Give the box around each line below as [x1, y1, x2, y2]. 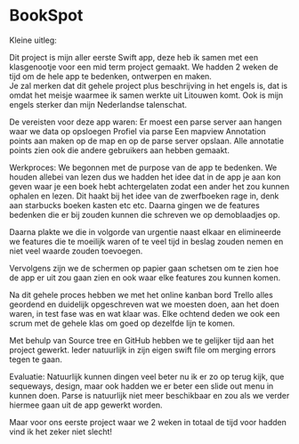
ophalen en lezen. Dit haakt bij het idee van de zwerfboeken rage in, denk [9, 190, 279, 201]
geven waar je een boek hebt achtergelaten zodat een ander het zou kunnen [9, 181, 290, 191]
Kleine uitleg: [9, 35, 58, 45]
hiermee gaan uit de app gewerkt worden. [9, 400, 163, 410]
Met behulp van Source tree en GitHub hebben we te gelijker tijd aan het [9, 335, 274, 345]
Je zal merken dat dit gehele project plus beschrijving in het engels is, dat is [9, 80, 288, 91]
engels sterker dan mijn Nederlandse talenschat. [9, 99, 188, 109]
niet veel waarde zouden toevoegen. [9, 246, 143, 256]
